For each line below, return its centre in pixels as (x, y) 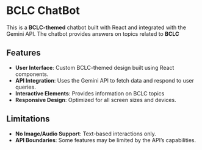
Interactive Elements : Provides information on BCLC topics (90, 93)
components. (32, 74)
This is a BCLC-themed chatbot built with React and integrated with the (96, 27)
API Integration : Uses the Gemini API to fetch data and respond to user (104, 80)
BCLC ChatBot (43, 11)
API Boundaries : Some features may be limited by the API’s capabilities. (106, 140)
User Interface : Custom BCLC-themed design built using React (95, 67)
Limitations (28, 119)
